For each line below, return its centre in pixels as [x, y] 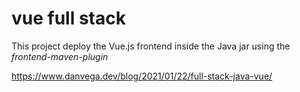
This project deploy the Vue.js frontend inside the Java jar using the [151, 46]
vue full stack [68, 18]
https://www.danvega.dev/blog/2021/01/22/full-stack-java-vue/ [142, 76]
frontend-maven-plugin [60, 56]
